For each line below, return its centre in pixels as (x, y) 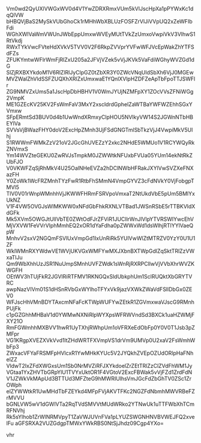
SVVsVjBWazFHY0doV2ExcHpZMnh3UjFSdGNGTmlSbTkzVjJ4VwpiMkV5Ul (100, 130)
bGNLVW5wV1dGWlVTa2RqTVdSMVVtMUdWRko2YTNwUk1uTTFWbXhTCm (100, 404)
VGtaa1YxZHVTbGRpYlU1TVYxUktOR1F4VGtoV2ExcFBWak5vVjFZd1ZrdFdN (99, 372)
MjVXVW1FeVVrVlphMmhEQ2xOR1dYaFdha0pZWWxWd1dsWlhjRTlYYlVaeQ (100, 225)
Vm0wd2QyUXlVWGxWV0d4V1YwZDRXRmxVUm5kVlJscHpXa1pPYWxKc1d (100, 9)
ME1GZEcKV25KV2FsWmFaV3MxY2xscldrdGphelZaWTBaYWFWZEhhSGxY (100, 104)
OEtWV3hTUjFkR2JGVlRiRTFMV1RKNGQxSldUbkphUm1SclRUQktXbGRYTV (99, 276)
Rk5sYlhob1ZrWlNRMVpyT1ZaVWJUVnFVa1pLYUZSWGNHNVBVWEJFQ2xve (100, 417)
